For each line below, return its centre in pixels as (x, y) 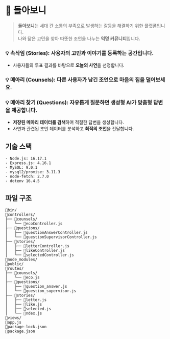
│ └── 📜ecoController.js (34, 224)
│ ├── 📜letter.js (26, 300)
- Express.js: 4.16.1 (28, 163)
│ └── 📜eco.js (22, 277)
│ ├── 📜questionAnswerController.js (46, 233)
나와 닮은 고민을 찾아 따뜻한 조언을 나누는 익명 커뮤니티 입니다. (79, 38)
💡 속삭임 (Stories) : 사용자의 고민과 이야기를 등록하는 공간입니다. (80, 53)
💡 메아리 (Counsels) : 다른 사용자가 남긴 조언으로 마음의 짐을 (75, 80)
